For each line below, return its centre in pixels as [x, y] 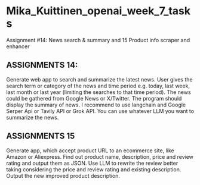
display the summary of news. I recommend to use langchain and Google [96, 105]
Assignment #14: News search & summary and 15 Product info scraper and [98, 40]
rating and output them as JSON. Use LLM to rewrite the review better [92, 163]
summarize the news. [33, 117]
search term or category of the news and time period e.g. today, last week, [98, 86]
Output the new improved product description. [63, 175]
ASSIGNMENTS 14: [42, 65]
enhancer [18, 46]
